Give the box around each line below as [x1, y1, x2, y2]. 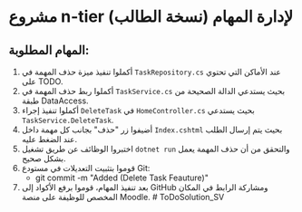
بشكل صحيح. [21, 153, 66, 164]
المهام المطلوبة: [8, 43, 90, 58]
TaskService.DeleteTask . [21, 115, 114, 125]
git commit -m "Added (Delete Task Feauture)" [34, 172, 209, 183]
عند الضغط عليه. [21, 134, 78, 144]
